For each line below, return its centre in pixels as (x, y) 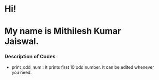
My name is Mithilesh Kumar (63, 31)
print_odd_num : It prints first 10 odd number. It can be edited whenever (83, 67)
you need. (22, 72)
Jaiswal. (22, 41)
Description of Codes (30, 57)
